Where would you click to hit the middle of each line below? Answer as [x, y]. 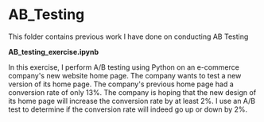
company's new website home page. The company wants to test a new [125, 75]
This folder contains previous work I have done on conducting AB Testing [128, 36]
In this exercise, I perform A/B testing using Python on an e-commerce [124, 67]
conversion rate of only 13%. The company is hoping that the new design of [132, 92]
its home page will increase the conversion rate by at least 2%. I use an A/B [132, 101]
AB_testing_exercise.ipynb [54, 51]
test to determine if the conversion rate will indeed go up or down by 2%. [128, 109]
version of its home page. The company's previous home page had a [121, 84]
